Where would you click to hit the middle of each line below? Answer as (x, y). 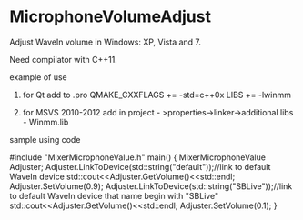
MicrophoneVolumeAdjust (111, 17)
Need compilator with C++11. (64, 59)
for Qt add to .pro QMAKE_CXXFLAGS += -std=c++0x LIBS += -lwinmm (157, 95)
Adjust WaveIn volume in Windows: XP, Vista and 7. (106, 42)
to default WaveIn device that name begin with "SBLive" (114, 195)
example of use (39, 77)
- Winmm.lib (45, 122)
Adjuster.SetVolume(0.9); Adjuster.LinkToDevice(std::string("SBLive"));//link (151, 186)
